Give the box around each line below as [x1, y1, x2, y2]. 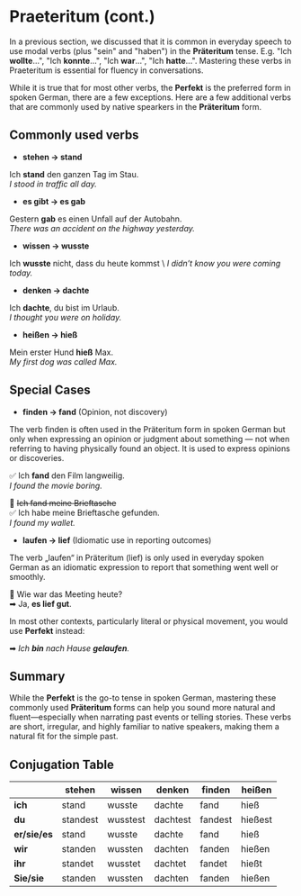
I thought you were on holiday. [9, 312, 122, 322]
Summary [9, 668, 66, 683]
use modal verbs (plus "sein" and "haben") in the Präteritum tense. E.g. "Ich [9, 45, 292, 56]
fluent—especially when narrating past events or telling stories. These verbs [9, 711, 292, 722]
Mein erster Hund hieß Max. [9, 347, 114, 357]
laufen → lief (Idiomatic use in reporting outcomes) [22, 534, 212, 546]
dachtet [154, 857, 187, 870]
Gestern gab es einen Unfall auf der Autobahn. [9, 213, 182, 224]
